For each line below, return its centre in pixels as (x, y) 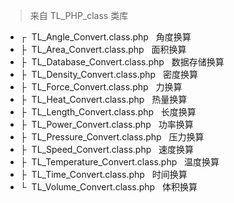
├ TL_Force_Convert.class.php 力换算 (101, 87)
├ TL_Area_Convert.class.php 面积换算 (103, 49)
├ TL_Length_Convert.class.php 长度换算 (108, 112)
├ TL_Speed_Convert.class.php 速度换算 (107, 149)
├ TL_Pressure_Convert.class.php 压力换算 (112, 137)
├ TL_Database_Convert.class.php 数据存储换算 (122, 62)
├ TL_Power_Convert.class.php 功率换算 (106, 124)
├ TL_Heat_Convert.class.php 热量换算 (103, 99)
